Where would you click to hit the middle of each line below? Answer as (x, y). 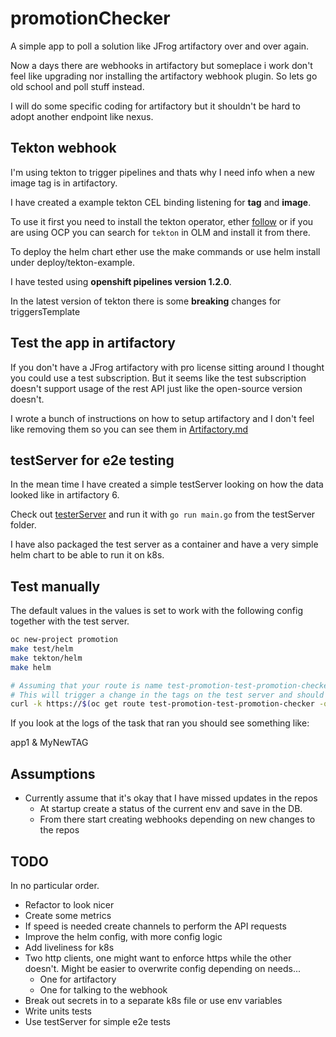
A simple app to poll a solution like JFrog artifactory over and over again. (160, 46)
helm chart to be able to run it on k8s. (87, 555)
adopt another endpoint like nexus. (82, 116)
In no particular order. (55, 885)
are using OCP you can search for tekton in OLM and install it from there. (160, 232)
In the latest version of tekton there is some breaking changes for (146, 301)
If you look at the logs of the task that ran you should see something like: (160, 723)
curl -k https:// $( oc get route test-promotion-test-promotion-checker (162, 704)
